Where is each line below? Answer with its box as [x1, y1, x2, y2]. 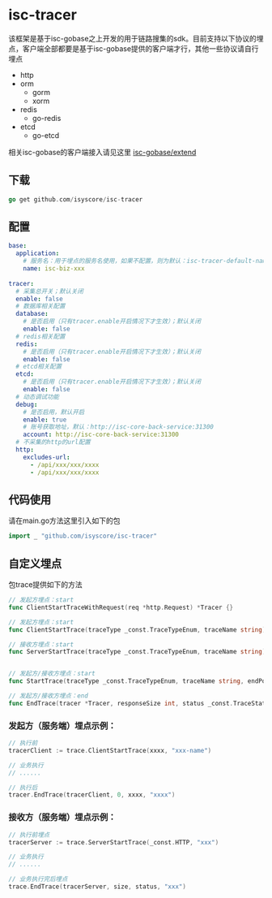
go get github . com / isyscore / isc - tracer [8, 195, 143, 204]
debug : [15, 400, 38, 408]
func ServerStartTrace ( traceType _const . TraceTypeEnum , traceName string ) [8, 648, 266, 656]
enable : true [23, 416, 67, 424]
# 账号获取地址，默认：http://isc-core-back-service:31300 [23, 423, 215, 431]
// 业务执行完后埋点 [8, 875, 68, 883]
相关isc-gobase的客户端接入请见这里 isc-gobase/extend [8, 147, 197, 157]
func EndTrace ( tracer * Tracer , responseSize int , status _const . [8, 699, 233, 707]
